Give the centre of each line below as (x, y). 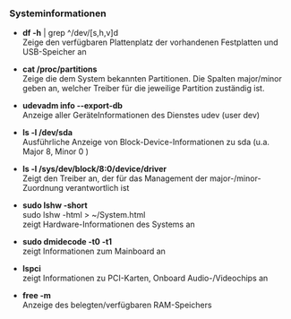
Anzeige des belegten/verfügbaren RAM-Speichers (117, 305)
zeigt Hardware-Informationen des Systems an (108, 224)
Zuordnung (43, 188)
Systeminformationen (58, 13)
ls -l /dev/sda (47, 133)
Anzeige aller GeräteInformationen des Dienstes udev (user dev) (141, 116)
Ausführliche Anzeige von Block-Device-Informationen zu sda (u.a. (146, 142)
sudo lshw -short (55, 205)
